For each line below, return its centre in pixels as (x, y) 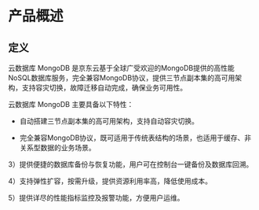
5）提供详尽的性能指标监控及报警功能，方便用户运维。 (96, 198)
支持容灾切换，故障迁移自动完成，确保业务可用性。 (104, 88)
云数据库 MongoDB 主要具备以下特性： (71, 104)
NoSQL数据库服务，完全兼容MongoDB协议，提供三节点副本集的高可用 (122, 78)
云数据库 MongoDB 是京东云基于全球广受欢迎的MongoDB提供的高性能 (121, 68)
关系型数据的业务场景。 (57, 147)
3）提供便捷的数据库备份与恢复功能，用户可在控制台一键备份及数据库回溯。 (131, 164)
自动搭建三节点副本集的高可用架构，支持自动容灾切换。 (109, 121)
